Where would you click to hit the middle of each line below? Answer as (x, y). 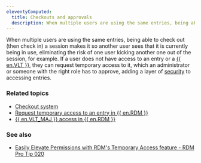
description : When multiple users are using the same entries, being (100, 23)
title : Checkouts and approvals (52, 17)
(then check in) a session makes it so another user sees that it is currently (97, 46)
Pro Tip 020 (30, 153)
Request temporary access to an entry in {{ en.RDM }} (81, 113)
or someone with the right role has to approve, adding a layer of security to (99, 72)
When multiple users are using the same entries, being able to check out (95, 40)
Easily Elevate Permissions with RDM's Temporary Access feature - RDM (104, 147)
